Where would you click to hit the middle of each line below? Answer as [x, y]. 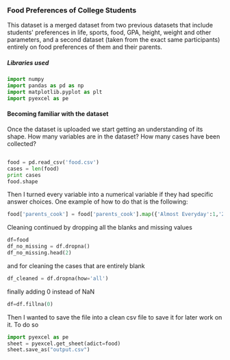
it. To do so [23, 324]
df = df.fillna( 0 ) [30, 304]
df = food [18, 240]
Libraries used [28, 62]
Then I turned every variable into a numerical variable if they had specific [110, 195]
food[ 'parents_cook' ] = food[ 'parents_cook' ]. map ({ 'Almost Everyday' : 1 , [113, 215]
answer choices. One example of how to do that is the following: [98, 202]
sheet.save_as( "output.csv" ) [49, 350]
